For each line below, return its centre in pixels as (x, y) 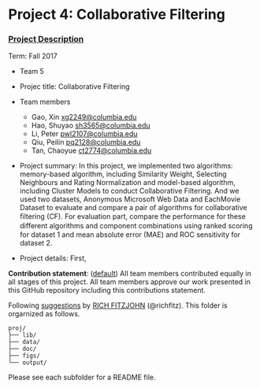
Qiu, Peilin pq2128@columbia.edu (86, 142)
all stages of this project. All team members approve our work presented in (129, 282)
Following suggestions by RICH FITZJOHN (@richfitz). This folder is (118, 305)
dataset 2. (36, 243)
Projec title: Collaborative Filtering (74, 87)
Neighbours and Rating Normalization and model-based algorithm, (128, 183)
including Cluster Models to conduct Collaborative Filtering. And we (129, 191)
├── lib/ (22, 335)
